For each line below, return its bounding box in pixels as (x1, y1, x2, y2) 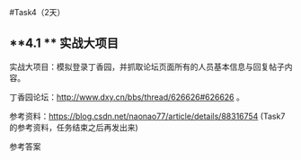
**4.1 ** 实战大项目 (9, 36, 120, 51)
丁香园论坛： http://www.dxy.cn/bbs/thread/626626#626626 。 (9, 92, 244, 102)
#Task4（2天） (9, 7, 66, 17)
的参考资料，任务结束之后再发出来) (9, 121, 139, 132)
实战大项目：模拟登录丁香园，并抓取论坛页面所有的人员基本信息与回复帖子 (9, 61, 285, 72)
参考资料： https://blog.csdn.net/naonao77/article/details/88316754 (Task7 (9, 111, 286, 121)
